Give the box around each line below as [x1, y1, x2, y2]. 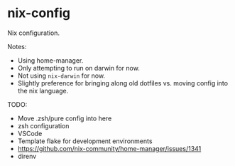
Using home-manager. [17, 56, 84, 65]
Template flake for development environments [17, 137, 153, 145]
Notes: [7, 42, 27, 51]
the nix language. [17, 86, 69, 95]
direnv [17, 152, 37, 160]
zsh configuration [17, 121, 70, 130]
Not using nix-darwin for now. [17, 71, 105, 80]
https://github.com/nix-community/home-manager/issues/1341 [17, 144, 202, 152]
